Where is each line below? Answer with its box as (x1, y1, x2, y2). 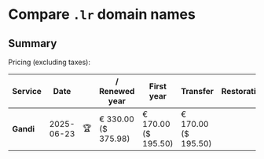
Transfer (180, 86, 214, 96)
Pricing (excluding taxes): (8, 57, 91, 67)
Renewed (99, 86, 135, 96)
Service (12, 86, 42, 96)
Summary (8, 37, 57, 50)
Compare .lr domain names (8, 5, 196, 23)
